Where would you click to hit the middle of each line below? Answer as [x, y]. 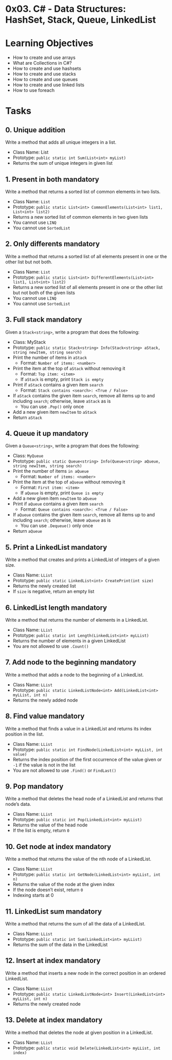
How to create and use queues [45, 80]
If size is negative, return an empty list [53, 591]
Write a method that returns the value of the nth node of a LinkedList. [78, 859]
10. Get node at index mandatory [58, 847]
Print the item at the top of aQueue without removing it [69, 482]
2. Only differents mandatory [53, 244]
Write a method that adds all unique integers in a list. [61, 142]
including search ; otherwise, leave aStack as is [62, 401]
